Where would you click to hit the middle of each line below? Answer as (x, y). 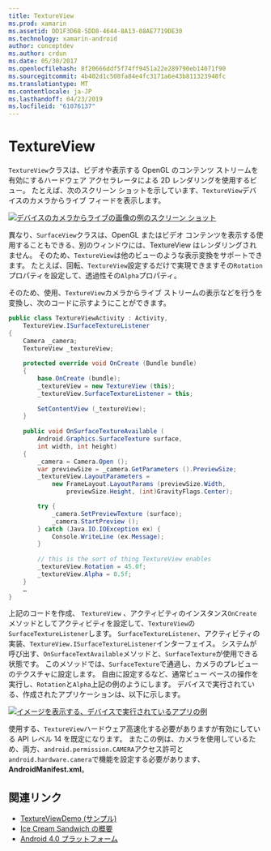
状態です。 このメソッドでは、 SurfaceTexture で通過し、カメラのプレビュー (133, 664)
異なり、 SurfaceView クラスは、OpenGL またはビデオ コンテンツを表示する (132, 235)
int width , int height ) (77, 446)
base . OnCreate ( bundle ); (79, 379)
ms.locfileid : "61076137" (52, 106)
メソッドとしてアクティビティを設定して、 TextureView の (102, 623)
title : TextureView (41, 16)
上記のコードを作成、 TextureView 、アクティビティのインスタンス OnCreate (133, 613)
